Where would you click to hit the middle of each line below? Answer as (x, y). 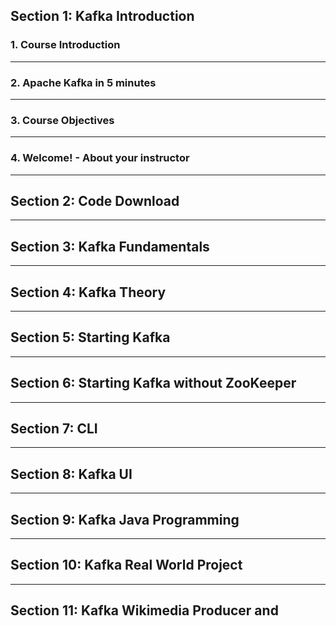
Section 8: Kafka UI (71, 474)
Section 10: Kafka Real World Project (126, 565)
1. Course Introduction (65, 45)
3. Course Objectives (62, 120)
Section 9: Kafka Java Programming (125, 519)
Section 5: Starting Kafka (90, 337)
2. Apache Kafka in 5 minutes (83, 82)
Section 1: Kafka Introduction (102, 16)
